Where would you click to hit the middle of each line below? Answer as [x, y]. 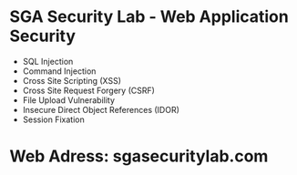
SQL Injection [48, 61]
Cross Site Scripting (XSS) [72, 80]
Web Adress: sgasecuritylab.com [139, 156]
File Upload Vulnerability [69, 100]
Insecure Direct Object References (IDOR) [101, 109]
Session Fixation [53, 119]
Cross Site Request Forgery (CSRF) [88, 90]
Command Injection [59, 71]
